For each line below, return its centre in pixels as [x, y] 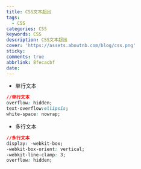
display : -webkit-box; [35, 143]
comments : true [25, 57]
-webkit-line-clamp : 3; [36, 155]
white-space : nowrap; [33, 114]
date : [13, 68]
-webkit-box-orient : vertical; [45, 149]
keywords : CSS [24, 34]
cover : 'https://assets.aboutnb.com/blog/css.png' [71, 46]
